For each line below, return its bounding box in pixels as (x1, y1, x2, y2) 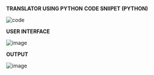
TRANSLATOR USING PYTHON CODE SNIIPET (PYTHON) (6, 5, 148, 12)
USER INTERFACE (6, 28, 50, 35)
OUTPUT (6, 51, 28, 58)
